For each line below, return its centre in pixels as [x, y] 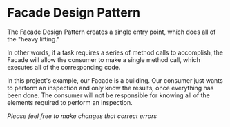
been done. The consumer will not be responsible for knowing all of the [109, 95]
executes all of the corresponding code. [64, 67]
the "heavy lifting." [33, 39]
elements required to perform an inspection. [70, 102]
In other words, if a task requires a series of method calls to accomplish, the [115, 52]
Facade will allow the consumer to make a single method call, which [104, 59]
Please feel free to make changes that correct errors [82, 116]
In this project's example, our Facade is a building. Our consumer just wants [115, 80]
